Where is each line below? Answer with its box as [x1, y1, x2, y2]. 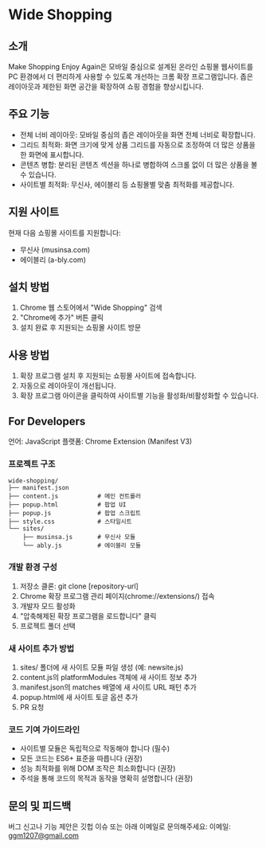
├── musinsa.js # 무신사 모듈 [22, 533, 136, 541]
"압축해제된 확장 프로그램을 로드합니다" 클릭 [19, 611, 157, 620]
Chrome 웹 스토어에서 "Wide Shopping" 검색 [19, 303, 162, 312]
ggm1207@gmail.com [8, 830, 80, 841]
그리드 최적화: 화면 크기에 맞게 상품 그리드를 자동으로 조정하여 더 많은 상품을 [19, 139, 256, 149]
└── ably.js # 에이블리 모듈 [22, 541, 142, 550]
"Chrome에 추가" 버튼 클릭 [19, 313, 104, 322]
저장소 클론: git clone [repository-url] [19, 581, 139, 591]
